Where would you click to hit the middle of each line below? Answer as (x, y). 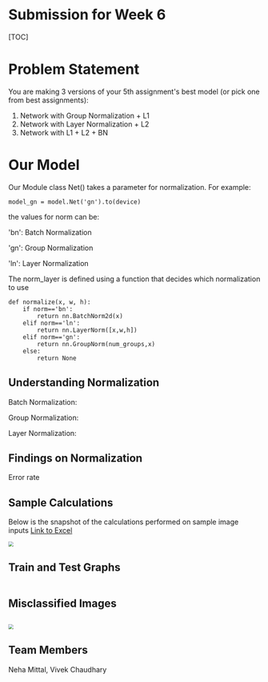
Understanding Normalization (84, 383)
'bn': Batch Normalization (50, 232)
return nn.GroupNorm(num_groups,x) (96, 344)
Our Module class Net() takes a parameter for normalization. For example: (130, 187)
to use (19, 287)
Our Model (44, 165)
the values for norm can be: (54, 216)
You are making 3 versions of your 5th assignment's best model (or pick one (134, 91)
